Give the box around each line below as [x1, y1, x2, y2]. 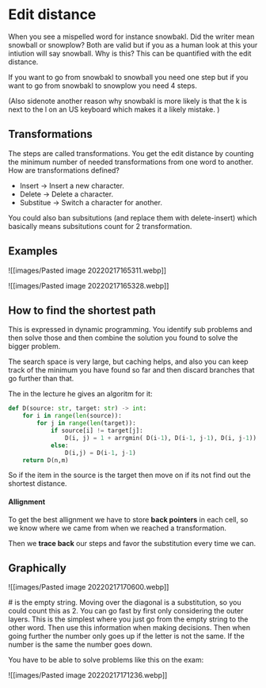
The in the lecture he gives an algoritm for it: [8, 389, 153, 399]
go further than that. [8, 374, 74, 384]
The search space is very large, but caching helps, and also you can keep [8, 357, 249, 366]
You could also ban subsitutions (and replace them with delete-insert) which [8, 212, 257, 223]
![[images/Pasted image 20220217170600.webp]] [8, 583, 169, 592]
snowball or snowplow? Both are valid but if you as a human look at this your [8, 40, 258, 49]
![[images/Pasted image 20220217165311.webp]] [8, 266, 167, 275]
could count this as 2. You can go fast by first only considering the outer [8, 606, 244, 616]
